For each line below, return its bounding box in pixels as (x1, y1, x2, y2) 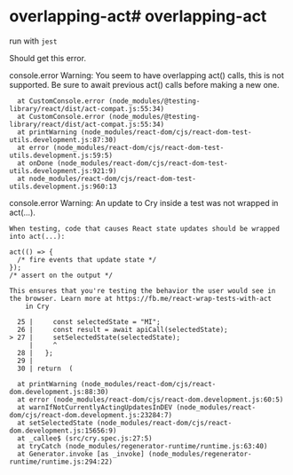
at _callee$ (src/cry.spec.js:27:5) (17, 433, 153, 443)
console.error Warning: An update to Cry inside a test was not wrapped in (9, 197, 279, 208)
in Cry (25, 302, 50, 311)
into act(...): (9, 232, 66, 241)
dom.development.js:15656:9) (9, 426, 117, 435)
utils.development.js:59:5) (9, 151, 114, 160)
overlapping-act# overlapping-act (9, 6, 267, 27)
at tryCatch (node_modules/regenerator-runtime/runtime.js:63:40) (17, 441, 268, 450)
